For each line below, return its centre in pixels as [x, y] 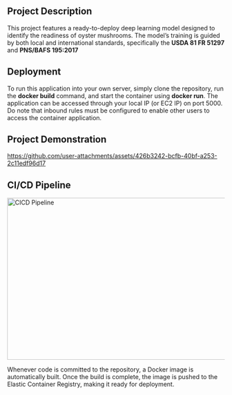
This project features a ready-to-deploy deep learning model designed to [111, 28]
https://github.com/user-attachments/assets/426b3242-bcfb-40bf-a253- [112, 156]
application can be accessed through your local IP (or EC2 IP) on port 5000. [115, 103]
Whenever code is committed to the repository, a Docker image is [100, 369]
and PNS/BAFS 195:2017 [43, 50]
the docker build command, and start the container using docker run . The [113, 95]
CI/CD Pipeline [39, 185]
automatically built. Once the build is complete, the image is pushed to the [113, 377]
